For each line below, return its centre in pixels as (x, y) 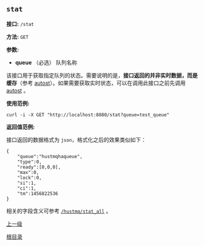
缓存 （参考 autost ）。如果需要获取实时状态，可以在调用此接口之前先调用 (96, 83)
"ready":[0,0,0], (39, 167)
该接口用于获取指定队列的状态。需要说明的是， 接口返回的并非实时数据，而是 (102, 75)
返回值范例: (21, 127)
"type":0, (30, 162)
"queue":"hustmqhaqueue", (50, 156)
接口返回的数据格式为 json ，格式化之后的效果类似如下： (76, 139)
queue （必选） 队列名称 (46, 62)
